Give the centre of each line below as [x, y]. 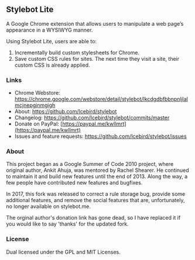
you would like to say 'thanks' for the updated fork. [67, 224]
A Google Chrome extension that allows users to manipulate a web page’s [95, 23]
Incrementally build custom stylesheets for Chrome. [77, 53]
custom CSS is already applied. [52, 65]
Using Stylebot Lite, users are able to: [51, 41]
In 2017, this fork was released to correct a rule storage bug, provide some [96, 194]
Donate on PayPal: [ [38, 124]
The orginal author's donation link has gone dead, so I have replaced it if [93, 218]
